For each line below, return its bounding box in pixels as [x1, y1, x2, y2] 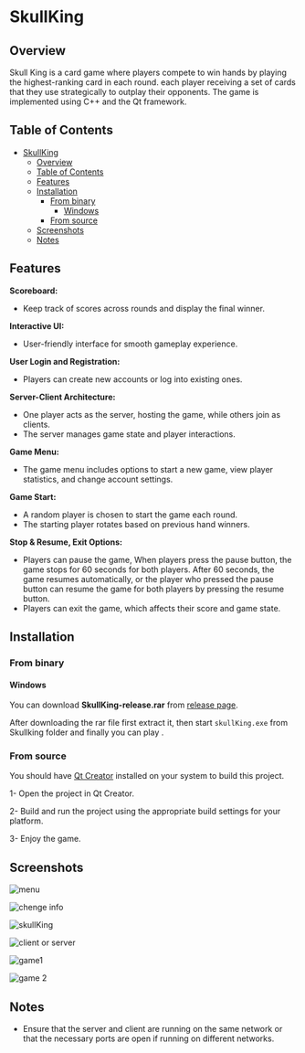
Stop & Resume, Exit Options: [9, 537, 123, 548]
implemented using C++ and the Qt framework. [9, 96, 187, 107]
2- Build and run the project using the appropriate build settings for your [9, 806, 281, 817]
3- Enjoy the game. [9, 834, 81, 845]
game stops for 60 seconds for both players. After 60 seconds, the [22, 564, 275, 575]
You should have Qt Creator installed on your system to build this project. [9, 771, 285, 782]
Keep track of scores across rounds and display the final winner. [22, 303, 265, 314]
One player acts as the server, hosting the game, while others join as [22, 409, 281, 420]
